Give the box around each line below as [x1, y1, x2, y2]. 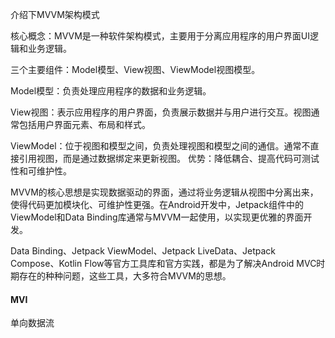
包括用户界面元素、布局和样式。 [18, 119, 151, 130]
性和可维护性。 [10, 165, 72, 177]
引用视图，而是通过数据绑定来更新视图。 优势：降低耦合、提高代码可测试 [18, 153, 320, 164]
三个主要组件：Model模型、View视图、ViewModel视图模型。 [10, 64, 261, 75]
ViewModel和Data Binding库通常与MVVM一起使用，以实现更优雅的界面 [10, 211, 304, 223]
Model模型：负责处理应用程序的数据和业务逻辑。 [10, 85, 212, 97]
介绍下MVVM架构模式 [10, 9, 100, 20]
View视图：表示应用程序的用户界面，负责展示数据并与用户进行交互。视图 [10, 106, 312, 118]
